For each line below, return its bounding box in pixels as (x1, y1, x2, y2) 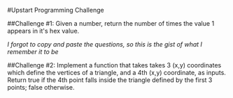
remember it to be (7, 48, 59, 56)
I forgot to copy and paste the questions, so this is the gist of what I (7, 40, 203, 48)
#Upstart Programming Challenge (7, 6, 104, 14)
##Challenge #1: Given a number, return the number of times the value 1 (7, 19, 215, 27)
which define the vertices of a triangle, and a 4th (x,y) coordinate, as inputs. (7, 69, 226, 76)
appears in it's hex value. (7, 27, 80, 35)
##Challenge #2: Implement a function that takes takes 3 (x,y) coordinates (7, 61, 222, 69)
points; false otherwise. (7, 83, 75, 91)
